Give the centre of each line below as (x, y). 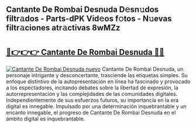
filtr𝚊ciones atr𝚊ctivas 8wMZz (63, 28)
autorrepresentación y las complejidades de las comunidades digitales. (92, 94)
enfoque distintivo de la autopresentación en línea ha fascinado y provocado (98, 82)
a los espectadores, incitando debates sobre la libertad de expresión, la (92, 88)
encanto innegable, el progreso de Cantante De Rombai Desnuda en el (91, 113)
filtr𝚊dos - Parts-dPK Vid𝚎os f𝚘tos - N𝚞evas (89, 19)
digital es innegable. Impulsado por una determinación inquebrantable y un (97, 106)
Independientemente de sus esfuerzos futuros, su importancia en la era (92, 100)
